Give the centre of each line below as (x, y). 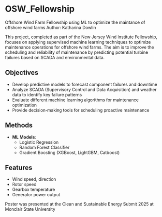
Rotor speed (24, 185)
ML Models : (24, 137)
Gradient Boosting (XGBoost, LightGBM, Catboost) (69, 152)
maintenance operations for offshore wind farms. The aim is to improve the (80, 47)
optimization (24, 105)
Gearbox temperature (33, 189)
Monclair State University (30, 209)
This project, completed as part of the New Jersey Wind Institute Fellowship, (81, 37)
